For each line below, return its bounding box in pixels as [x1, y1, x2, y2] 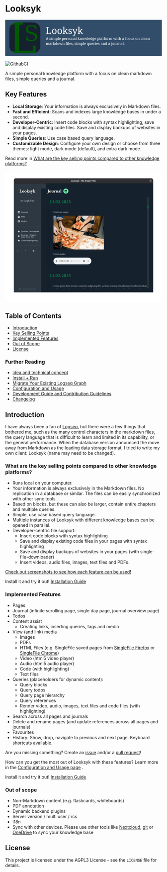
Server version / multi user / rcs [12, 814, 78, 820]
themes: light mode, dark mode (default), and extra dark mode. [12, 145, 142, 152]
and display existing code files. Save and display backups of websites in [12, 124, 161, 130]
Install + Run [12, 375, 38, 381]
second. [12, 114, 29, 120]
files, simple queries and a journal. [5, 76, 76, 82]
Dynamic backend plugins [12, 808, 66, 814]
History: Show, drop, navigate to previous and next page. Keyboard [12, 734, 150, 740]
